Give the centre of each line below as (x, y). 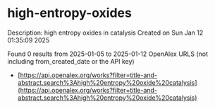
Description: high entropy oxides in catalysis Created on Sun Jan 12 (105, 33)
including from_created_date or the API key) (71, 61)
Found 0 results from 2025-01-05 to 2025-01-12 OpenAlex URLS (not (108, 54)
